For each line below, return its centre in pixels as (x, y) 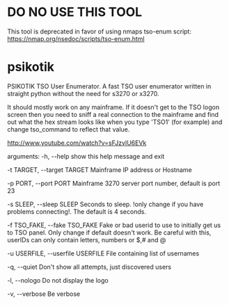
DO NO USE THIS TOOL (75, 12)
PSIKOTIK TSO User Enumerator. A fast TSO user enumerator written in (109, 86)
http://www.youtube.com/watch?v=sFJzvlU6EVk (77, 143)
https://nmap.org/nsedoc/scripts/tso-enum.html (76, 38)
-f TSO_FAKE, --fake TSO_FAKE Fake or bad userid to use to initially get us (114, 225)
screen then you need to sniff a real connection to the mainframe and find (113, 114)
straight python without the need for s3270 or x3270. (83, 93)
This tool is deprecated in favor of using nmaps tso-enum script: (99, 31)
